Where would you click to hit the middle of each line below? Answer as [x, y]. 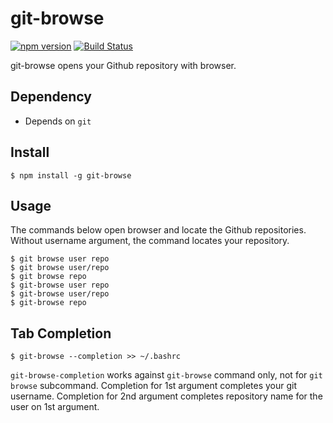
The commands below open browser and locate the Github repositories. [158, 230]
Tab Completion [61, 333]
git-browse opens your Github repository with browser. [123, 65]
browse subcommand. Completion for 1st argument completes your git [154, 386]
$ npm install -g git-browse [71, 175]
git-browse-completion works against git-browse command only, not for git [166, 375]
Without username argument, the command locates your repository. [150, 241]
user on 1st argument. [55, 407]
